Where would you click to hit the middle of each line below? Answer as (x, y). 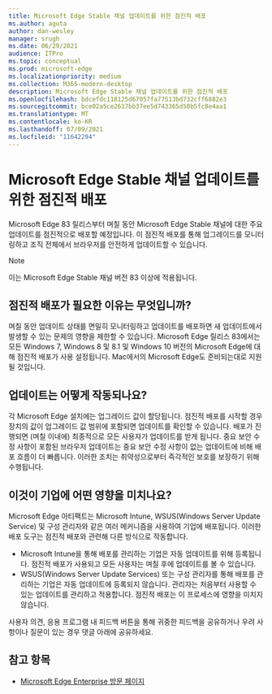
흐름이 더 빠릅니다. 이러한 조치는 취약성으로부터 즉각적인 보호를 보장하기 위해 (138, 457)
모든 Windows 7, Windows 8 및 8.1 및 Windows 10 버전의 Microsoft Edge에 (130, 347)
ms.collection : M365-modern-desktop (70, 84)
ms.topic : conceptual (45, 62)
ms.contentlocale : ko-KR (50, 122)
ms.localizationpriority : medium (65, 76)
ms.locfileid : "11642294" (52, 137)
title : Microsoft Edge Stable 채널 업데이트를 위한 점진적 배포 (108, 16)
